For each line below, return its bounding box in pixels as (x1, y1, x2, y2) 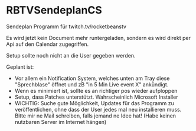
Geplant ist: (6, 63, 34, 70)
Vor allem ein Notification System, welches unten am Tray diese (14, 75, 170, 82)
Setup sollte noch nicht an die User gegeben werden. (6, 52, 136, 59)
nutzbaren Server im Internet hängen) (14, 118, 107, 125)
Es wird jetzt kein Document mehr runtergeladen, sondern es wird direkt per (6, 34, 191, 41)
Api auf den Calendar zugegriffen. (6, 41, 89, 48)
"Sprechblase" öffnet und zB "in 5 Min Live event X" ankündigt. (14, 80, 169, 88)
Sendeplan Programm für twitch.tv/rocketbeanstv (6, 23, 127, 30)
